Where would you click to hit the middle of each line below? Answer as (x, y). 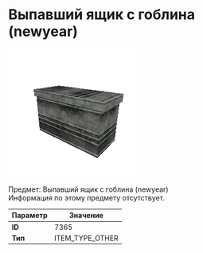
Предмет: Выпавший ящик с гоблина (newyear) (88, 189)
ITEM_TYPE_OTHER (87, 238)
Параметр (29, 216)
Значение (86, 216)
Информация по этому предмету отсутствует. (86, 197)
